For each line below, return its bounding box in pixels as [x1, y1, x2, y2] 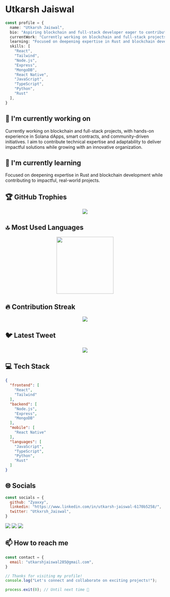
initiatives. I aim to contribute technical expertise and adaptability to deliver [5, 138, 162, 145]
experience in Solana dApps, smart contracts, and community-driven [5, 133, 149, 139]
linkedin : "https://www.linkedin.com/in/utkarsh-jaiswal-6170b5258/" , [10, 504, 162, 509]
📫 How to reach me [5, 539, 69, 547]
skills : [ [10, 44, 30, 49]
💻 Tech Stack [5, 362, 50, 371]
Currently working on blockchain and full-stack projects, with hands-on [5, 128, 154, 134]
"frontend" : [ [10, 383, 39, 388]
